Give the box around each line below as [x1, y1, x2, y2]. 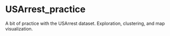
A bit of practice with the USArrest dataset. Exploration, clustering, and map [5, 20, 165, 26]
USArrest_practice [5, 4, 86, 15]
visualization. [5, 25, 33, 31]
